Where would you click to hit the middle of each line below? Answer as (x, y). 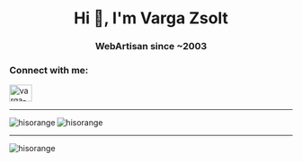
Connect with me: (49, 71)
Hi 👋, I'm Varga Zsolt (151, 18)
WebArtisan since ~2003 (151, 47)
